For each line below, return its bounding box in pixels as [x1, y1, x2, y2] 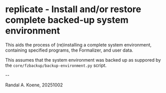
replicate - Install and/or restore [5, 4, 141, 15]
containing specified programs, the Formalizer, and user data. [5, 47, 134, 53]
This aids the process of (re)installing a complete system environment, [5, 41, 152, 48]
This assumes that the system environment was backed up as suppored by [5, 57, 161, 63]
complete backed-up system [5, 14, 129, 26]
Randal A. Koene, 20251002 [5, 82, 63, 88]
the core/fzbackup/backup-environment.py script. [5, 62, 107, 68]
